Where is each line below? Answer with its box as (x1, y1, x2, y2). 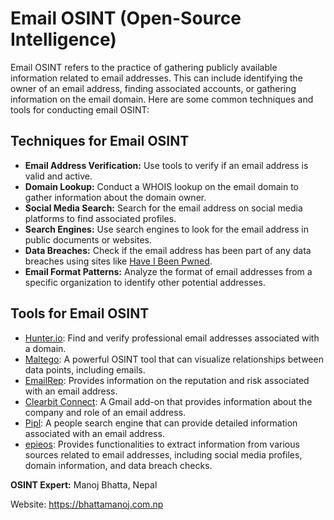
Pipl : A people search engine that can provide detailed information (24, 417, 298, 429)
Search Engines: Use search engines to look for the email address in (24, 223, 309, 235)
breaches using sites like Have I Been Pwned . (24, 255, 213, 267)
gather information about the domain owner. (24, 191, 207, 203)
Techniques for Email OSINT (10, 133, 190, 150)
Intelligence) (10, 28, 117, 51)
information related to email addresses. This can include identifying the (10, 72, 303, 84)
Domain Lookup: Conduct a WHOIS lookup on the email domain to (24, 180, 299, 192)
